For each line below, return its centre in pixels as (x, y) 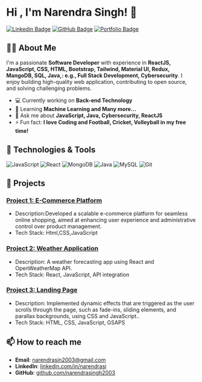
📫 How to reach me (44, 342)
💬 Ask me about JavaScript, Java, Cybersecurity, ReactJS (89, 115)
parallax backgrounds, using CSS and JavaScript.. (77, 316)
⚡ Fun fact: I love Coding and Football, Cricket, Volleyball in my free (100, 122)
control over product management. (58, 226)
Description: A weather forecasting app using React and (85, 261)
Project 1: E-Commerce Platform (54, 200)
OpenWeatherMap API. (43, 268)
